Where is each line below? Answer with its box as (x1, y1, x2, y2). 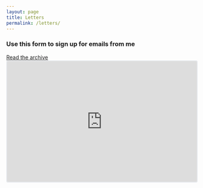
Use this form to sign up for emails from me (6, 40, 136, 48)
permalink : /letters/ (6, 20, 61, 26)
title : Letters (6, 14, 45, 20)
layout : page (6, 8, 39, 15)
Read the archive (6, 54, 48, 61)
